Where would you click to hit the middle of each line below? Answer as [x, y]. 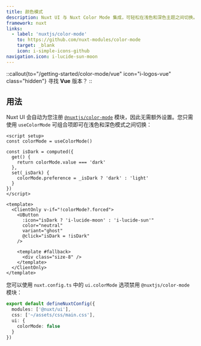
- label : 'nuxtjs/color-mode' [49, 34]
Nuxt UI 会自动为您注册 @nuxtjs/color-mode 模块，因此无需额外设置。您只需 [100, 117]
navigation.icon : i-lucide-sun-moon [52, 57]
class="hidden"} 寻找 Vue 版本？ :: [49, 81]
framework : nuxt [26, 23]
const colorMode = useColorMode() [49, 141]
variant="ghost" [42, 231]
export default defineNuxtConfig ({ [51, 304]
